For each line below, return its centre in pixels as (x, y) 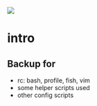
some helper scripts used (53, 88)
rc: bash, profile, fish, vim (53, 80)
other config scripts (45, 95)
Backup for (32, 63)
